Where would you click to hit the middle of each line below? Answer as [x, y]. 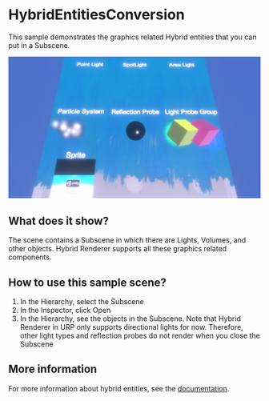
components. [30, 257]
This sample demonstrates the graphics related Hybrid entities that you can [132, 37]
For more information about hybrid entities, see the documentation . [119, 388]
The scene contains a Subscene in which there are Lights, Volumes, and [127, 240]
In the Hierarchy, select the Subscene [82, 302]
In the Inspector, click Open [65, 311]
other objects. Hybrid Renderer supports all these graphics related [118, 249]
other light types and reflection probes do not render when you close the [140, 336]
